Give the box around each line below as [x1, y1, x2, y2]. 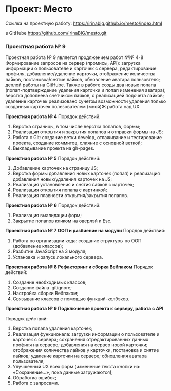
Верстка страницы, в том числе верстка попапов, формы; [12, 124, 140, 130]
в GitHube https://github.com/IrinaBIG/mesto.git [5, 30, 107, 36]
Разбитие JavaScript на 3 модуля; [12, 248, 87, 255]
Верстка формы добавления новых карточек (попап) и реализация [12, 170, 160, 177]
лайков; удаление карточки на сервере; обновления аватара [12, 353, 147, 359]
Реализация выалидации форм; [12, 212, 82, 219]
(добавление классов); [12, 243, 63, 249]
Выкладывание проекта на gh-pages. [12, 145, 95, 151]
